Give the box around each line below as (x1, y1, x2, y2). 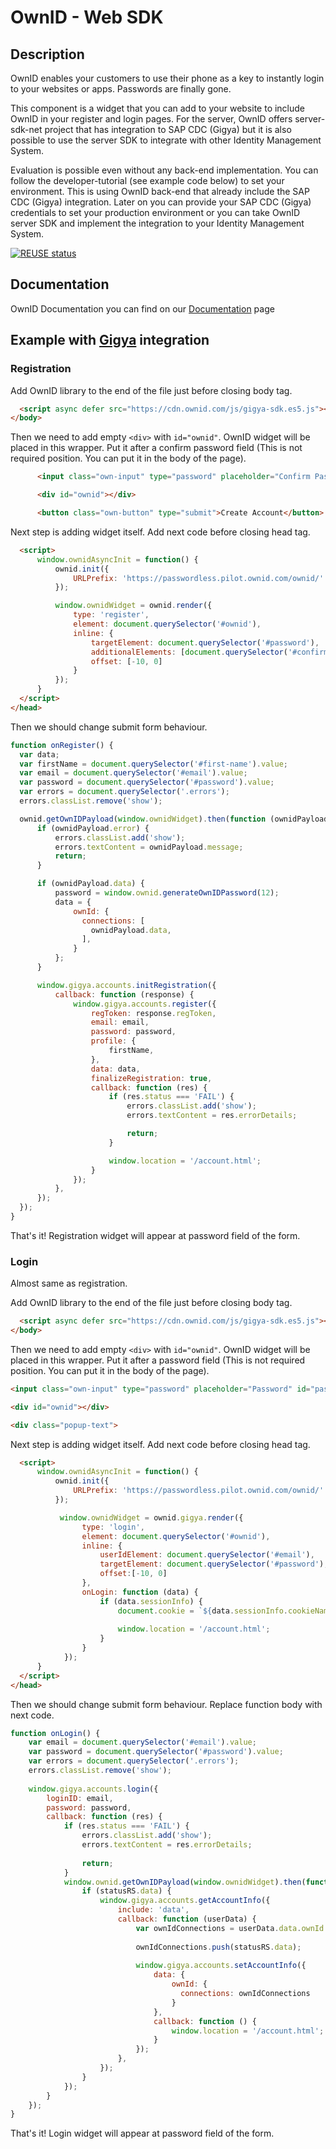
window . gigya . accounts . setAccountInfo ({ (135, 1961, 307, 1971)
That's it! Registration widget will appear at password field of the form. (10, 1229, 301, 1241)
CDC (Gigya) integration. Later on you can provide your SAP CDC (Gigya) (10, 196, 312, 208)
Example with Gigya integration (10, 332, 210, 349)
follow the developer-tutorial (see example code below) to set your (10, 175, 285, 186)
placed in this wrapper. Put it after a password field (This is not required (10, 1354, 306, 1366)
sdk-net (10, 124, 43, 135)
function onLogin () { (10, 1728, 101, 1738)
